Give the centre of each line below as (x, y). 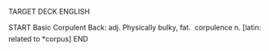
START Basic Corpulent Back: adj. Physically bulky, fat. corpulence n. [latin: (135, 27)
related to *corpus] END (48, 39)
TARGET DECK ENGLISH (49, 12)
